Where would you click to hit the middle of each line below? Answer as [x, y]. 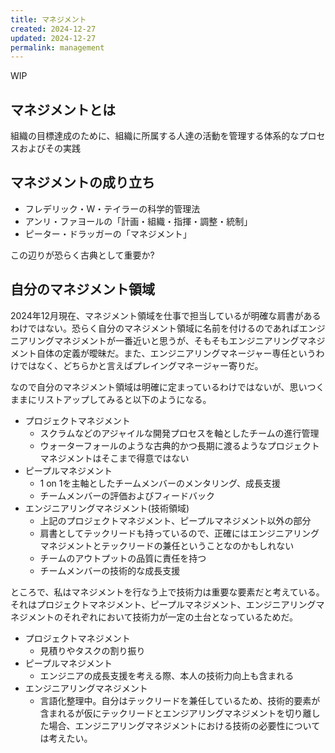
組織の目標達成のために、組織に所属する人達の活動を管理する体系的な [155, 136]
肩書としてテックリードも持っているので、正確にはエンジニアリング [179, 533]
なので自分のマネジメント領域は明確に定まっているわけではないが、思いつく [167, 387]
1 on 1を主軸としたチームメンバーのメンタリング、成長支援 [160, 483]
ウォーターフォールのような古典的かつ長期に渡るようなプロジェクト [179, 445]
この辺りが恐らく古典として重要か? [82, 255]
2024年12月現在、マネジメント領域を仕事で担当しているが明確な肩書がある [166, 315]
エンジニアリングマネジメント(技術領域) [107, 508]
